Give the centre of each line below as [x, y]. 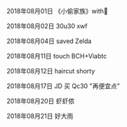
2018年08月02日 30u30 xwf [47, 26]
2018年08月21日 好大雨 [40, 116]
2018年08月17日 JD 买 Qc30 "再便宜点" [63, 86]
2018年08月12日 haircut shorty [51, 71]
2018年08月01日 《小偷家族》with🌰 [57, 11]
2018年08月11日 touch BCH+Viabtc [57, 56]
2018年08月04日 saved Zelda [49, 41]
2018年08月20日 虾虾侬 [41, 101]
